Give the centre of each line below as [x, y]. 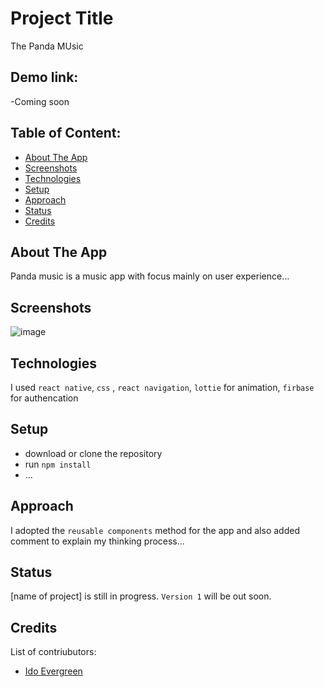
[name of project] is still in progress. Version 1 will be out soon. [141, 596]
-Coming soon [40, 101]
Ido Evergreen [53, 671]
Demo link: [44, 77]
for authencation [44, 398]
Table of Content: [66, 133]
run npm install [58, 464]
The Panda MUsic [47, 46]
